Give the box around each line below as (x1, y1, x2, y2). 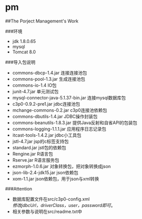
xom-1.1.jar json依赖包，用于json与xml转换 (12, 176, 100, 182)
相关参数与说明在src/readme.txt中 (12, 209, 82, 215)
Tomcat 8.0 (12, 49, 36, 55)
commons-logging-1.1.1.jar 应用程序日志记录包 (12, 126, 107, 132)
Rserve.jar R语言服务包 (12, 157, 60, 163)
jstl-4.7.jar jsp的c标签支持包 (12, 138, 69, 144)
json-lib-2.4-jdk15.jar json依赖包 (12, 169, 79, 176)
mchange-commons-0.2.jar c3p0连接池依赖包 (12, 107, 107, 113)
